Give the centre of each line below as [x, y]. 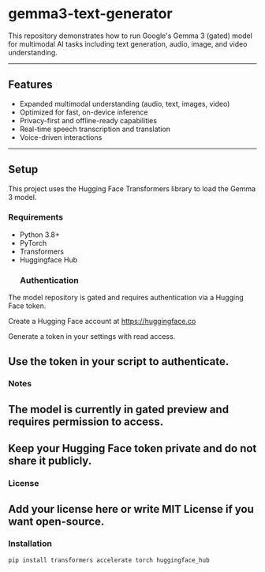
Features [30, 85]
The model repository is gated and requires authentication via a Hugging [126, 298]
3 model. [22, 197]
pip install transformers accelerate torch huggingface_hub [109, 560]
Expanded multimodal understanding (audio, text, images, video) [125, 103]
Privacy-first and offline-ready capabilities [88, 120]
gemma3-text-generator [90, 14]
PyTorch [33, 243]
